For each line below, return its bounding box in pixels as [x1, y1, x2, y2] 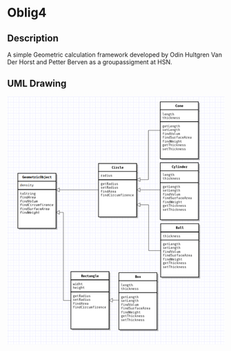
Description [7, 32, 59, 44]
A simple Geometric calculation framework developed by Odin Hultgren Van [7, 50, 223, 59]
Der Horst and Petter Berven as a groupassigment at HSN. [7, 58, 172, 66]
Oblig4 [7, 5, 47, 21]
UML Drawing [7, 78, 67, 90]
